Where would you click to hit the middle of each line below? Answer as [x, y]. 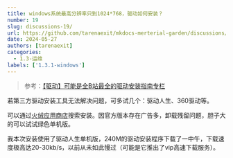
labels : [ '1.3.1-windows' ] [46, 65]
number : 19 [23, 20]
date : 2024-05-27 [32, 39]
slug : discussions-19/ [40, 26]
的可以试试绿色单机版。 [41, 124]
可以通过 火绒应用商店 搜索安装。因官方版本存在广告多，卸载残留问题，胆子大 [116, 115]
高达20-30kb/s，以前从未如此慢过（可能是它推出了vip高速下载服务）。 [119, 147]
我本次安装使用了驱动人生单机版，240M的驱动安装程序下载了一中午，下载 [113, 139]
